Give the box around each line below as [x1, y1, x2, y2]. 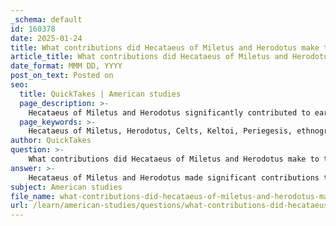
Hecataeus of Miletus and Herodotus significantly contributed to [28, 107, 311, 118]
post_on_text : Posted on [10, 71, 114, 81]
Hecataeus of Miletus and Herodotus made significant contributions [28, 172, 320, 183]
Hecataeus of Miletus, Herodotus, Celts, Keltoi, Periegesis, [28, 126, 293, 136]
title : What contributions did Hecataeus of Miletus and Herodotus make [10, 42, 320, 53]
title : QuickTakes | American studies [19, 89, 182, 99]
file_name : [10, 191, 56, 201]
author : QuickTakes [10, 136, 92, 146]
